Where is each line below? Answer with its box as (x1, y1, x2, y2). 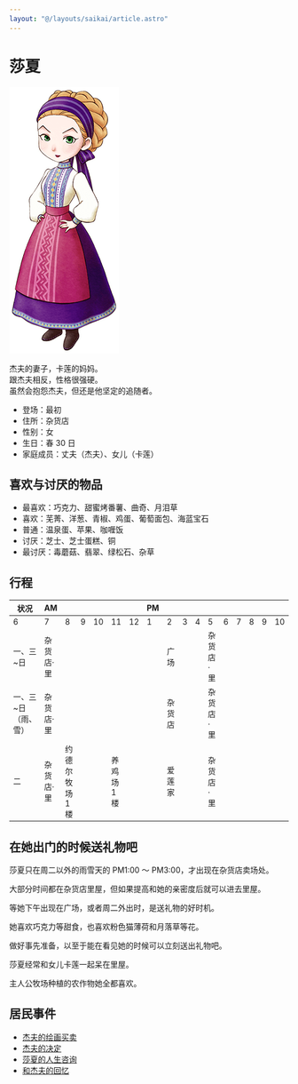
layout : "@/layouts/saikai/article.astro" (9, 14, 169, 23)
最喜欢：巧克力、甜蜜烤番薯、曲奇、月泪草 (21, 502, 178, 513)
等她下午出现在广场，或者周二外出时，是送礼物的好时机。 (9, 903, 219, 913)
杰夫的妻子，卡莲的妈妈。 (9, 363, 103, 373)
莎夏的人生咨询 (21, 1054, 77, 1064)
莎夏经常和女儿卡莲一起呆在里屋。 (9, 960, 134, 969)
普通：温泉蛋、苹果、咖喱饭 (21, 524, 124, 535)
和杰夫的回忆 (21, 1064, 69, 1075)
